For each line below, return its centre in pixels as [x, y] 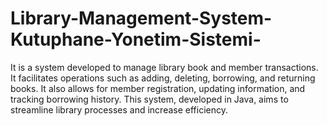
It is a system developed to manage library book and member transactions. [164, 67]
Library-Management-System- [141, 18]
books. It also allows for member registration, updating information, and [158, 88]
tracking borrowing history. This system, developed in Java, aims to [149, 99]
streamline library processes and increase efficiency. [119, 109]
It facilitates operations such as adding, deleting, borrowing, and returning [163, 78]
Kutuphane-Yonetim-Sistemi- [136, 39]
